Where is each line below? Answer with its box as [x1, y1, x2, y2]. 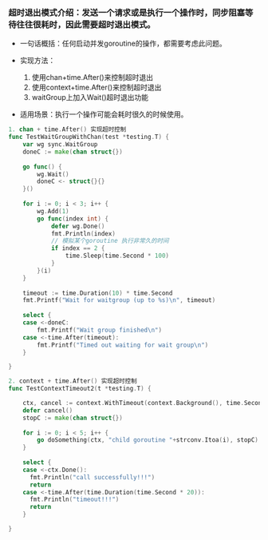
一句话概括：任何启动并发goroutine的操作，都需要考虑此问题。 [19, 38, 227, 49]
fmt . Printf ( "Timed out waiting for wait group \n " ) [37, 341, 209, 349]
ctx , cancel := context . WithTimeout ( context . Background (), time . [22, 399, 245, 407]
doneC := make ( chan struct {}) [22, 148, 124, 156]
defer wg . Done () [50, 222, 105, 230]
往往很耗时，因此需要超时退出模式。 [16, 18, 156, 30]
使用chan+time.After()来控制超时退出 [31, 73, 154, 82]
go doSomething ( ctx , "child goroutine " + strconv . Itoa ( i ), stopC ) [37, 436, 259, 444]
